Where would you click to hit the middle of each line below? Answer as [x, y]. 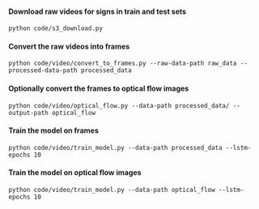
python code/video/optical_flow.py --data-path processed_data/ [119, 105]
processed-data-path [43, 70]
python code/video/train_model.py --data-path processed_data [115, 147]
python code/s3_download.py [56, 28]
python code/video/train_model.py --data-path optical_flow [112, 190]
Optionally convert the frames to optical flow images [99, 88]
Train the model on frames [53, 130]
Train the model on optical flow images [75, 173]
